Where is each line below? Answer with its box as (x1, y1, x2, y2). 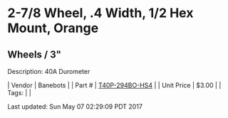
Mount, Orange (7, 20, 99, 36)
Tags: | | (7, 89, 32, 97)
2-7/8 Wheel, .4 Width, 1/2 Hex (7, 5, 194, 21)
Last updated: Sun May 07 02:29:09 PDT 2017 (7, 102, 142, 111)
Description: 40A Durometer (7, 68, 90, 75)
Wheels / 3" (7, 48, 62, 60)
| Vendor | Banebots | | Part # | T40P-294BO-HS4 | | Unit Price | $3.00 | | (7, 81, 222, 90)
